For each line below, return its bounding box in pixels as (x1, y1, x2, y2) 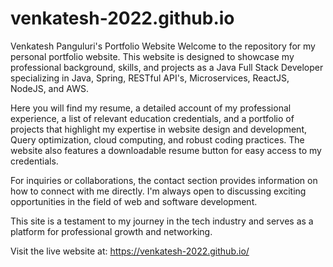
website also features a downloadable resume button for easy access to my (10, 144, 322, 156)
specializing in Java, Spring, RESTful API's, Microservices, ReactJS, (10, 72, 290, 84)
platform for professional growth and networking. (10, 225, 213, 237)
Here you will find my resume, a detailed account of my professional (10, 102, 292, 114)
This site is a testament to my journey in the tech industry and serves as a (10, 215, 314, 227)
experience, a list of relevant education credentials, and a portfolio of (10, 112, 295, 124)
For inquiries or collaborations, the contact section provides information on (10, 174, 318, 186)
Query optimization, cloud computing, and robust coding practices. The (10, 133, 305, 146)
